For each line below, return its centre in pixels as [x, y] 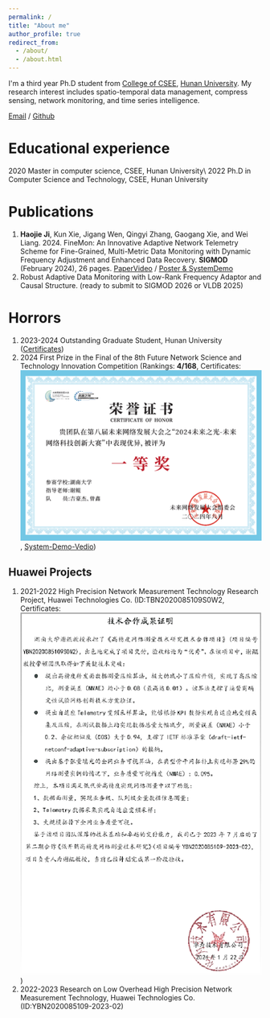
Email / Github [31, 116]
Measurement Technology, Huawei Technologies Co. [107, 998]
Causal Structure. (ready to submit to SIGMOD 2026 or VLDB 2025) [131, 285]
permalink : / [30, 17]
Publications [51, 212]
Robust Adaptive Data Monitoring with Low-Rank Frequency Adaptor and [141, 277]
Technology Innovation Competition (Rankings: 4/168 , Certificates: [130, 365]
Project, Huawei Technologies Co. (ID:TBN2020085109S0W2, [122, 600]
